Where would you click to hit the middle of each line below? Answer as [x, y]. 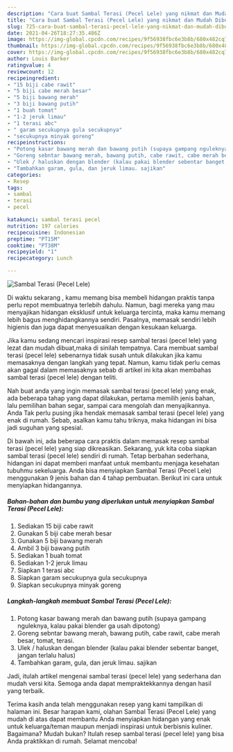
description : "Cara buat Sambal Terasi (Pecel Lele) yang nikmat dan [110, 14]
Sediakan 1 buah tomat [50, 555]
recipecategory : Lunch [40, 258]
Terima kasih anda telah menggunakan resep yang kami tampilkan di [105, 704]
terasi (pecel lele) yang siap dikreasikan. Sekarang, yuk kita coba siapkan [112, 448]
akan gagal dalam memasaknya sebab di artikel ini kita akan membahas [109, 370]
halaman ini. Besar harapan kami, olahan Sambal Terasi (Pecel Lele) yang [112, 711]
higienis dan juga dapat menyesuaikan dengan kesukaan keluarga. [102, 327]
